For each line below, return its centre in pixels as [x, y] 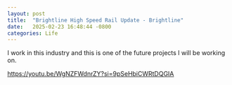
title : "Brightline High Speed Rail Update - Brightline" [96, 20]
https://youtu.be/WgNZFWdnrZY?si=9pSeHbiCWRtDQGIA [91, 74]
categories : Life [33, 33]
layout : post [26, 14]
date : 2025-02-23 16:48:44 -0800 [59, 26]
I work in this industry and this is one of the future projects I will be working [116, 53]
